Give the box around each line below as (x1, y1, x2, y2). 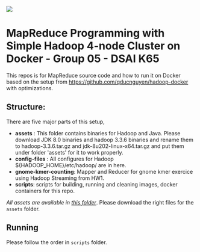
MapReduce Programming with (6, 26, 165, 40)
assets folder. (6, 205, 40, 212)
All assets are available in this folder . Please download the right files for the (6, 198, 194, 206)
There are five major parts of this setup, (6, 118, 105, 125)
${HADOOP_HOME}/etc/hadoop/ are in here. (14, 161, 127, 168)
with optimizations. (6, 84, 53, 91)
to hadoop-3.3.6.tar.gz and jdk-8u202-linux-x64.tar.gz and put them (14, 142, 184, 150)
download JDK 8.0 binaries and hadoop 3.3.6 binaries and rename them (14, 136, 194, 143)
